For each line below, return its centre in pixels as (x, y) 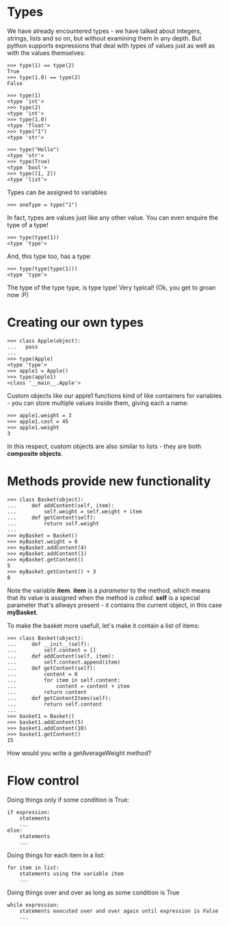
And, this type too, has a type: (50, 256)
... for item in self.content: (64, 680)
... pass (23, 347)
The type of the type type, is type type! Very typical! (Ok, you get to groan (112, 287)
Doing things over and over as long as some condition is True (93, 892)
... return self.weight (53, 523)
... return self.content (55, 704)
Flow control (43, 780)
